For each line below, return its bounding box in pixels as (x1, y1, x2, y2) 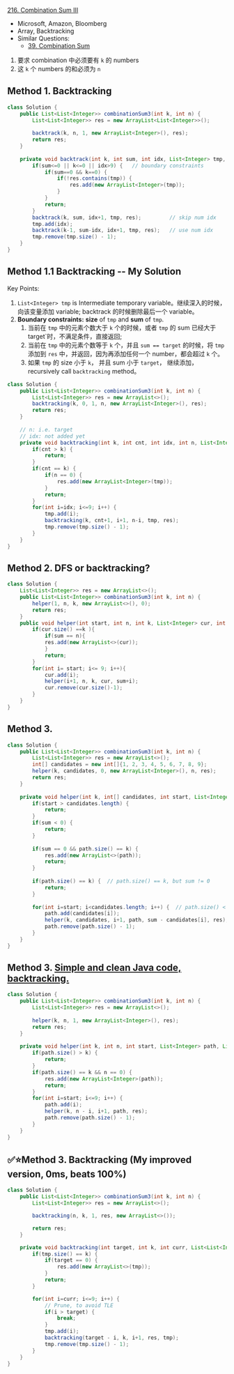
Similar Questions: (17, 34, 70, 43)
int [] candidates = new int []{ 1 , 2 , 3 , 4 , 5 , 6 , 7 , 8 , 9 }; (32, 761, 208, 768)
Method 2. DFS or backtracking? (7, 562, 150, 574)
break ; (56, 1315, 77, 1322)
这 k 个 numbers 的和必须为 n (17, 65, 101, 72)
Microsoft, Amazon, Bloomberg (17, 20, 107, 27)
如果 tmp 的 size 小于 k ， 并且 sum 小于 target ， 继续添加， (27, 358, 198, 367)
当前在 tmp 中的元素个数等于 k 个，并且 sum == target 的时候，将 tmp (27, 341, 225, 349)
